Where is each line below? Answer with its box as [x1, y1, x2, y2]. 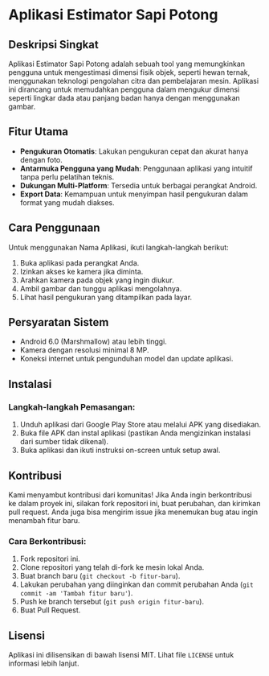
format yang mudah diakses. [19, 197, 115, 207]
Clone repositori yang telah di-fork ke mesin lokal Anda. [19, 563, 205, 572]
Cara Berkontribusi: [8, 535, 87, 546]
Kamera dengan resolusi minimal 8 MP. [19, 345, 150, 355]
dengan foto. [19, 155, 63, 164]
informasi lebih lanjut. [8, 658, 79, 669]
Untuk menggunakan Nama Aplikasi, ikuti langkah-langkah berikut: [8, 242, 229, 252]
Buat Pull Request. [19, 605, 81, 615]
